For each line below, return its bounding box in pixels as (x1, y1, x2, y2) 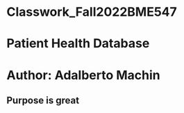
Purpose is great (6, 94, 80, 106)
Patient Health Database (6, 36, 150, 52)
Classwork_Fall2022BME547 (6, 4, 178, 20)
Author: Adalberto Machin (6, 67, 160, 83)
